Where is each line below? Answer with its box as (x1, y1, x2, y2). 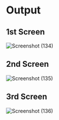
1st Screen (6, 27, 45, 37)
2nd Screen (6, 59, 49, 69)
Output (6, 4, 41, 17)
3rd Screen (6, 92, 48, 102)
